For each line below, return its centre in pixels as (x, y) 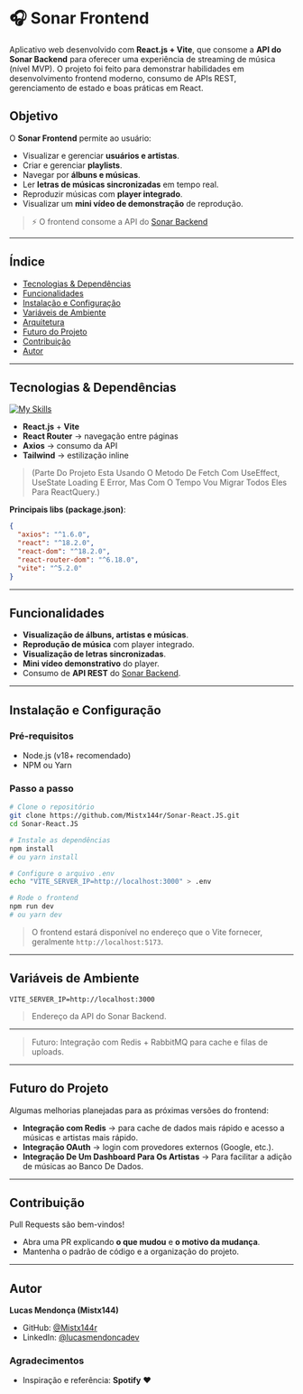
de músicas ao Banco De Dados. (83, 1166)
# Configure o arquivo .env (62, 873)
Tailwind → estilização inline (75, 455)
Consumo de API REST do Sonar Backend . (101, 674)
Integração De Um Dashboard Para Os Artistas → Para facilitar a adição (157, 1157)
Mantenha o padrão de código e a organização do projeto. (131, 1251)
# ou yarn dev (36, 915)
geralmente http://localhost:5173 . (97, 942)
